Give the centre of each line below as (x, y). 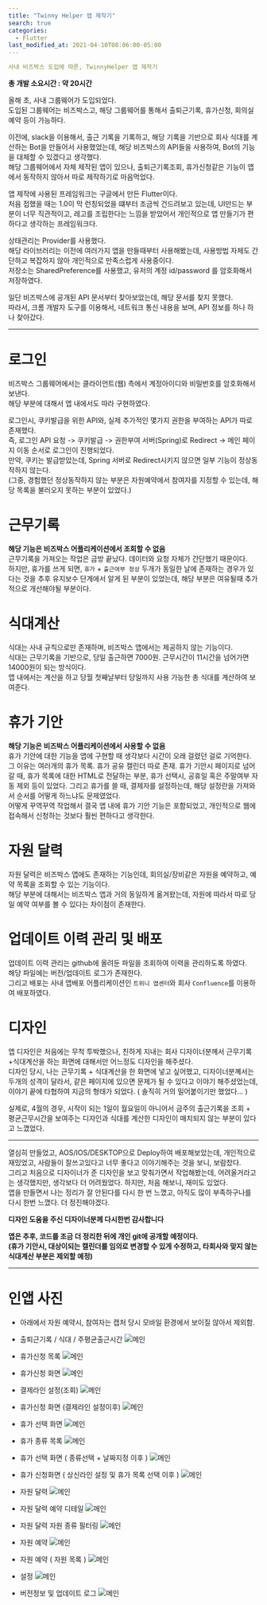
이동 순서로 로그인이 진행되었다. (65, 450)
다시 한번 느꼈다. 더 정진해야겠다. (59, 1202)
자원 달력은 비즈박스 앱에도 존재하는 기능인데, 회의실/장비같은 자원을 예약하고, (128, 874)
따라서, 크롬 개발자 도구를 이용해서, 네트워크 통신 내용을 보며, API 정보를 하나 (127, 307)
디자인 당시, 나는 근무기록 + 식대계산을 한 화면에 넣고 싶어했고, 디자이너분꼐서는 (131, 1071)
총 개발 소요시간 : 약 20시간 (50, 83)
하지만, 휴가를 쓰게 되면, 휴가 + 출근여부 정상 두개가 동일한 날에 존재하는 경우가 (127, 568)
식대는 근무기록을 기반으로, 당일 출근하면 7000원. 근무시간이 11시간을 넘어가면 (129, 657)
